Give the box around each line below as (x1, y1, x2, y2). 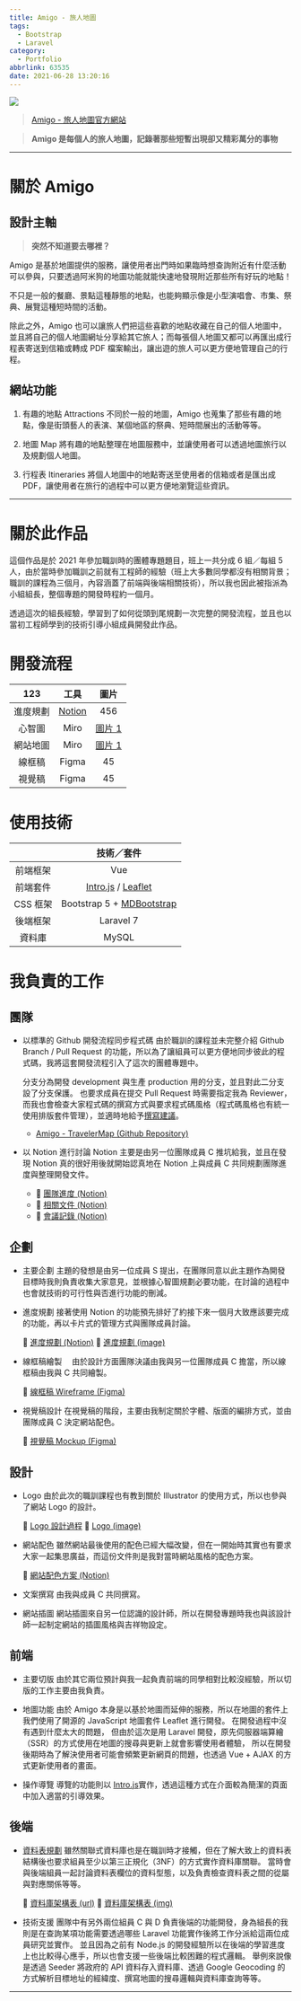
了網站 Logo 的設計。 (21, 1502, 101, 1512)
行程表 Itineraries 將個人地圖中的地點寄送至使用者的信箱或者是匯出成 (21, 469, 276, 480)
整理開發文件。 (38, 1169, 94, 1180)
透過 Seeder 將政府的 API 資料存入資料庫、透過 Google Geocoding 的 (30, 1961, 286, 1972)
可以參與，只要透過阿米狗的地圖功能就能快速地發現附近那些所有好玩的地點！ (9, 270, 292, 281)
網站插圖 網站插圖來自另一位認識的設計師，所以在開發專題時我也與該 (21, 1609, 276, 1618)
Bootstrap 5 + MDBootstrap (61, 897, 177, 910)
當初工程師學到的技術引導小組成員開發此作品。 (9, 619, 182, 630)
